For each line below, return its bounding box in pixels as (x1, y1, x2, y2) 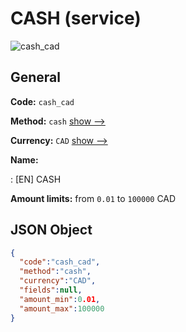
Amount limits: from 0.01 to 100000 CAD (10, 192, 177, 204)
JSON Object (10, 222, 93, 239)
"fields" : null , (19, 285, 83, 296)
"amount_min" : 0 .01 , (19, 294, 101, 304)
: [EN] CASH (10, 173, 62, 185)
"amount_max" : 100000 (19, 303, 105, 314)
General (10, 69, 62, 86)
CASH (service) (10, 7, 142, 30)
